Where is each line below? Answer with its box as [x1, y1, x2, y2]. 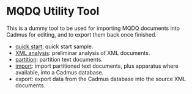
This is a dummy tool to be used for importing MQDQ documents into [6, 24, 180, 32]
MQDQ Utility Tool [6, 4, 100, 18]
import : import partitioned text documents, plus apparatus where [15, 62, 179, 70]
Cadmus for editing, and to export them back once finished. [6, 31, 157, 38]
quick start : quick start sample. [15, 43, 94, 50]
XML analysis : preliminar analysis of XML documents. [15, 49, 150, 56]
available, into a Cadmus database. [15, 68, 104, 76]
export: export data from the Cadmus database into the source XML [15, 75, 186, 82]
